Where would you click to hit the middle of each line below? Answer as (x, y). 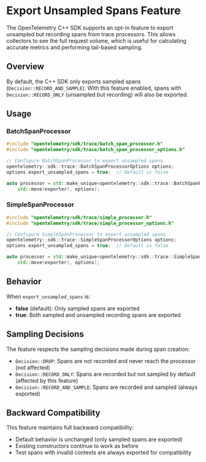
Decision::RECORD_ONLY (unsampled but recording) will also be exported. (97, 94)
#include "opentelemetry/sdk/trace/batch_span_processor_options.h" (96, 150)
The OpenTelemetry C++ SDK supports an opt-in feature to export (90, 28)
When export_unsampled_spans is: (48, 296)
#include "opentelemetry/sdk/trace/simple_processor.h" (79, 217)
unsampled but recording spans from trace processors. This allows (91, 34)
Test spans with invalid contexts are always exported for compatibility (103, 453)
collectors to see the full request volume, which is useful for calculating (97, 41)
